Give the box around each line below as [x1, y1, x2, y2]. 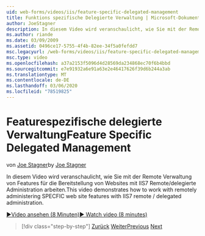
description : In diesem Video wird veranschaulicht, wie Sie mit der [6, 26, 187, 32]
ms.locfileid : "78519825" [6, 89, 72, 95]
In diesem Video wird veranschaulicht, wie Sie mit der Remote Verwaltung [6, 172, 192, 180]
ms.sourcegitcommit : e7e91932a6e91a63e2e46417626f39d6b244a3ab [6, 65, 171, 72]
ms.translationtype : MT [6, 72, 67, 78]
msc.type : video [6, 54, 48, 61]
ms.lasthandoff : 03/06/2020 [6, 83, 78, 89]
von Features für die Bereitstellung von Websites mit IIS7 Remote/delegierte [6, 179, 196, 186]
